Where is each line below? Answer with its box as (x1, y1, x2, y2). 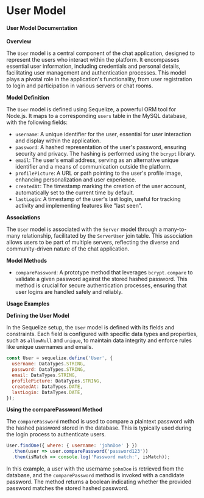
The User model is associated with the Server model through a (6, 225, 163, 233)
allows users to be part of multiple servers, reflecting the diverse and (6, 239, 180, 246)
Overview (6, 38, 32, 45)
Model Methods (6, 257, 47, 265)
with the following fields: (6, 119, 68, 126)
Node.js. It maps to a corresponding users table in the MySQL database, (6, 112, 188, 120)
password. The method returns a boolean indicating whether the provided (6, 478, 192, 486)
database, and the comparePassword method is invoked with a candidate (6, 472, 185, 479)
